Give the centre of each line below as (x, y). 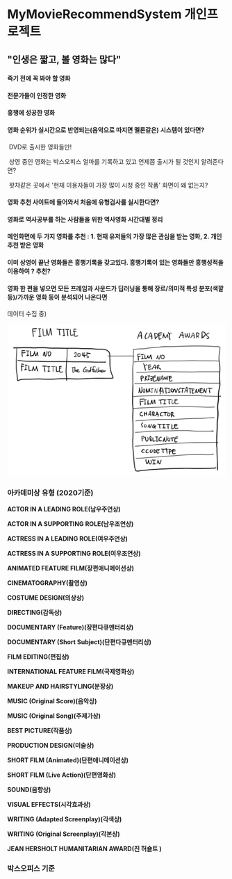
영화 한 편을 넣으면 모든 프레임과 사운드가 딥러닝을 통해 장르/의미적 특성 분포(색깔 (115, 288)
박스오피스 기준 (31, 868)
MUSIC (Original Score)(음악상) (52, 701)
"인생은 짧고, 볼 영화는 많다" (64, 59)
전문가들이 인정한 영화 (37, 95)
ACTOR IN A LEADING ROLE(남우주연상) (64, 509)
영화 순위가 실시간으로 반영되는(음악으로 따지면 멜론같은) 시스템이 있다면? (106, 130)
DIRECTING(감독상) (35, 612)
